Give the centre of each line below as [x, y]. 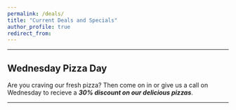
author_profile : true [39, 27]
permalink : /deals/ [36, 14]
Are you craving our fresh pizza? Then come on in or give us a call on [108, 85]
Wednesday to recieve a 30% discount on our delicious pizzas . [100, 92]
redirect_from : [29, 33]
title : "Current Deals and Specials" [63, 20]
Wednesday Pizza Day [57, 68]
